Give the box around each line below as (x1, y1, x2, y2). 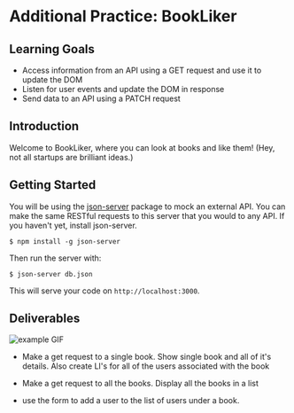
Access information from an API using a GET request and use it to (21, 65, 262, 75)
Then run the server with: (9, 253, 102, 263)
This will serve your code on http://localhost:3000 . (9, 285, 200, 296)
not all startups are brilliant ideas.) (9, 152, 134, 162)
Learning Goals (9, 42, 96, 57)
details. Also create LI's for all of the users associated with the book (21, 361, 270, 371)
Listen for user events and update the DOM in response (21, 84, 225, 94)
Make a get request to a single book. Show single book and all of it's (21, 352, 272, 362)
